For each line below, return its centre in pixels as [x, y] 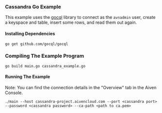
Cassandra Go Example [33, 7]
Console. [14, 93]
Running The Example [28, 77]
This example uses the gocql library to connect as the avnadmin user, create [81, 17]
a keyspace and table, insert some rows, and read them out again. [71, 22]
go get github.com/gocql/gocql [37, 44]
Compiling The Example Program [45, 56]
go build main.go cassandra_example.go [45, 66]
